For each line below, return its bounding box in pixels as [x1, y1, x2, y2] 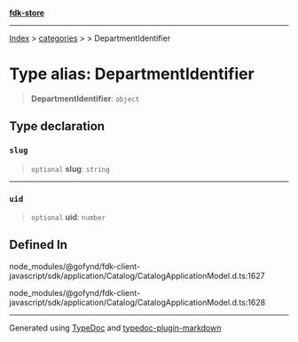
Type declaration [9, 119, 105, 134]
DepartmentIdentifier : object [30, 93, 140, 104]
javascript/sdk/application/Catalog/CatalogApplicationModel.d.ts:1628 [9, 297, 266, 307]
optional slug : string [30, 163, 111, 174]
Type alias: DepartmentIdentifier [9, 64, 255, 84]
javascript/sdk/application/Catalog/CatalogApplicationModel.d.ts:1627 [9, 270, 265, 281]
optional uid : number [30, 212, 106, 222]
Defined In [9, 237, 68, 253]
